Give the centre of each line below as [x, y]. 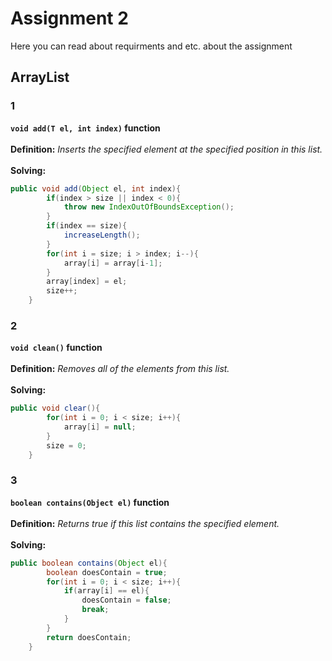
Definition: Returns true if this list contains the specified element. [145, 523]
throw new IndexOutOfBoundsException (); [149, 207]
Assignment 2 [69, 18]
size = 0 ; [66, 445]
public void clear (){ [55, 408]
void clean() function [56, 348]
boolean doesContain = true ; [107, 572]
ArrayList [40, 77]
